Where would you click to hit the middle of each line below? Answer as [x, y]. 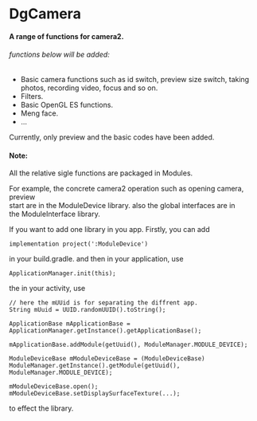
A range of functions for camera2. [66, 36]
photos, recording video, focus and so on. [89, 88]
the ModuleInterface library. [55, 214]
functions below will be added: [59, 55]
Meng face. [39, 113]
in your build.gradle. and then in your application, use [96, 259]
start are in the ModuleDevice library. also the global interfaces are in [122, 206]
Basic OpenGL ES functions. [67, 104]
